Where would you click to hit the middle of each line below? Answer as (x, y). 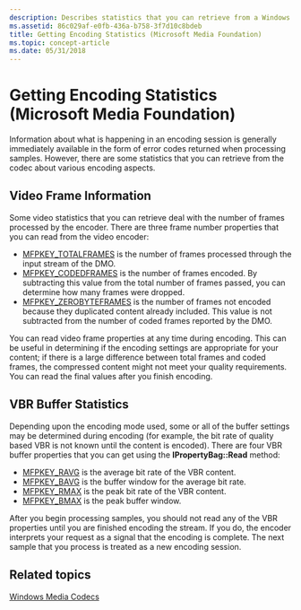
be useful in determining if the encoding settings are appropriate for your (144, 347)
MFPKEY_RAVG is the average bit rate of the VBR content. (129, 472)
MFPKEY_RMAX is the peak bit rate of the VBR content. (124, 491)
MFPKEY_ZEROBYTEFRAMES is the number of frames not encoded (146, 301)
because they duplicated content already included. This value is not (147, 311)
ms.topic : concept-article (60, 43)
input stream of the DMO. (69, 263)
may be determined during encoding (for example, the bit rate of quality (142, 435)
